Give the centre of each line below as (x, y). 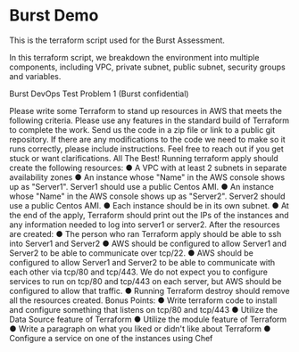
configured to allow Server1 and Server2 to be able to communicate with (142, 262)
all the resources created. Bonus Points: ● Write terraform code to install (143, 300)
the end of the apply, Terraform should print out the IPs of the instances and (149, 215)
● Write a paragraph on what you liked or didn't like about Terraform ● (140, 328)
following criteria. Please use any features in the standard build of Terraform (149, 120)
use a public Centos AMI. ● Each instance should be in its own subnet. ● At (149, 205)
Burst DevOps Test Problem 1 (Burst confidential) (99, 94)
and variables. (35, 76)
